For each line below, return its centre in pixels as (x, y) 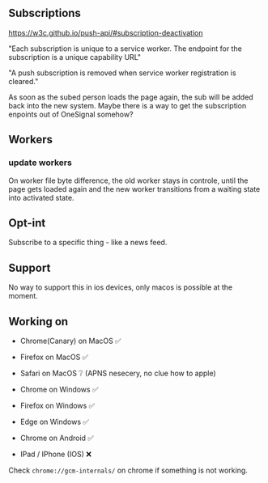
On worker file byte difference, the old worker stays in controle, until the (128, 180)
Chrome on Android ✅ (57, 438)
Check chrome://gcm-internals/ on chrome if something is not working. (128, 470)
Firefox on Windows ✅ (57, 405)
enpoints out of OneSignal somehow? (71, 114)
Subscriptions (45, 13)
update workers (40, 163)
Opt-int (27, 223)
